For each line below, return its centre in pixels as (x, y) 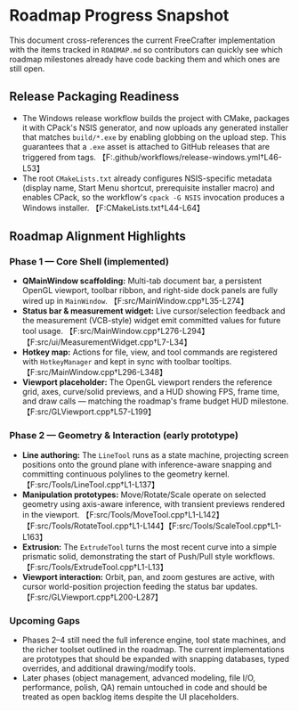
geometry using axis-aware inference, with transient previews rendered (154, 503)
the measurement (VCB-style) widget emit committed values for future (151, 321)
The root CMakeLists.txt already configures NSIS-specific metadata (147, 178)
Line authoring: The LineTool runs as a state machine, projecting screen (155, 454)
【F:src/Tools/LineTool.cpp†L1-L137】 (91, 484)
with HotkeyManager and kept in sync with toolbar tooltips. (127, 362)
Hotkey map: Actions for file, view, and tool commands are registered (149, 352)
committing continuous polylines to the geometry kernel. (125, 474)
